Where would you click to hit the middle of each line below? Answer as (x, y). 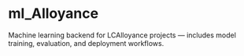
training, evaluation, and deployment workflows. (86, 43)
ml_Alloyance (54, 14)
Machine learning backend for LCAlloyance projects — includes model (122, 35)
